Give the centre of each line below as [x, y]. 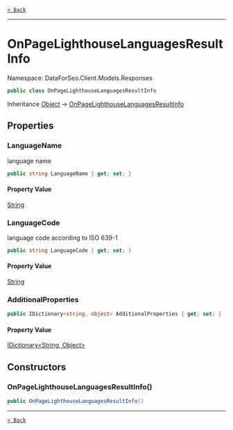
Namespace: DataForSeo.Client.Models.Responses [80, 78]
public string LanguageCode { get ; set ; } [69, 250]
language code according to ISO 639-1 [62, 238]
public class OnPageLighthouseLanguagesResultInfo [82, 90]
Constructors [37, 367]
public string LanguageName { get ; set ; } [69, 174]
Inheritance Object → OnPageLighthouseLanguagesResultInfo [96, 104]
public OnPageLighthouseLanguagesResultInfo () [76, 402]
